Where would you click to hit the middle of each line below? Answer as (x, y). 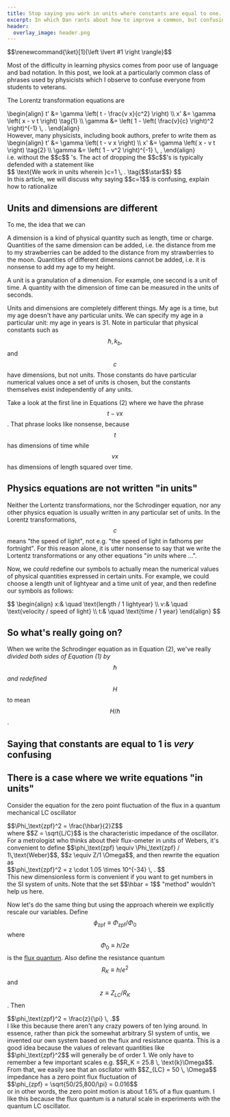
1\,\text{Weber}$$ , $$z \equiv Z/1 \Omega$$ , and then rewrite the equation (114, 855)
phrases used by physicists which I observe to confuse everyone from (106, 80)
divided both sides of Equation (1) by (59, 656)
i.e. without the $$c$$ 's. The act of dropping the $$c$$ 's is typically (105, 158)
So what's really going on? (65, 633)
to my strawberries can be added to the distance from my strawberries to (111, 253)
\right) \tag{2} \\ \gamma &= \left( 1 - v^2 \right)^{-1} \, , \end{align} (101, 150)
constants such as (33, 330)
